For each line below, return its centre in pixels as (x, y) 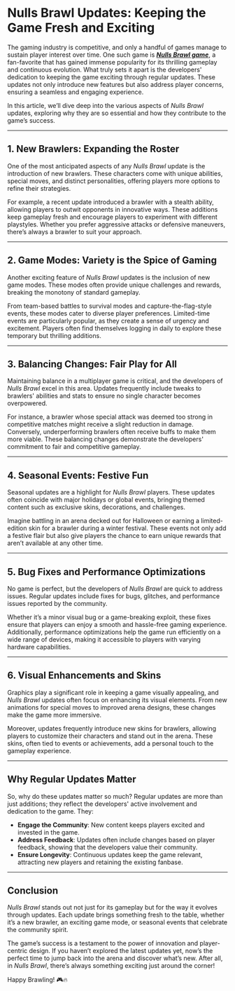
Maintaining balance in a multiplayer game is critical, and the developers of (115, 381)
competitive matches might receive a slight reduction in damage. (100, 424)
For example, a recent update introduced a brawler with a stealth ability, (111, 202)
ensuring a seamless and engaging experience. (76, 92)
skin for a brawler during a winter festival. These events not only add (127, 528)
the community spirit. (38, 930)
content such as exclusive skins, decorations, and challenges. (96, 507)
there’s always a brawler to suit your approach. (74, 231)
